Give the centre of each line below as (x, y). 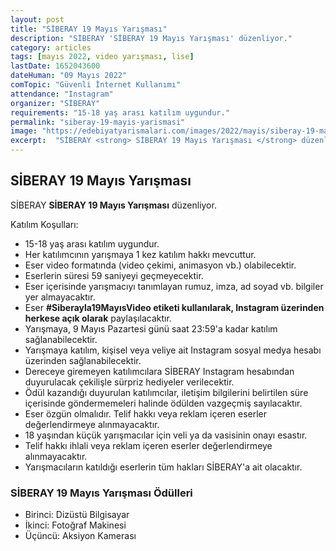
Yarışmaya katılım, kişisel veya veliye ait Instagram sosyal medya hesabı (173, 350)
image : (24, 131)
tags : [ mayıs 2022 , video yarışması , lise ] (102, 57)
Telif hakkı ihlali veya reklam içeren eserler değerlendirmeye (148, 445)
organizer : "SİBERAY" (55, 103)
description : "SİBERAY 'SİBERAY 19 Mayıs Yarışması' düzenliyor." (151, 38)
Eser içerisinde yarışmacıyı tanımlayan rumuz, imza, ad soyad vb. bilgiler (174, 286)
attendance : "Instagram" (62, 94)
